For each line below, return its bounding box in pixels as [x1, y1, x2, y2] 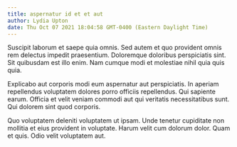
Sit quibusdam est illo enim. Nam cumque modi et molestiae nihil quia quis [7, 59, 225, 67]
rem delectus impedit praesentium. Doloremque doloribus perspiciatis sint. [7, 51, 226, 59]
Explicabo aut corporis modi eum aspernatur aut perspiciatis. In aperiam [7, 80, 219, 88]
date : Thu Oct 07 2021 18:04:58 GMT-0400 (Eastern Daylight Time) [7, 24, 209, 31]
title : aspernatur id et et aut [7, 10, 103, 18]
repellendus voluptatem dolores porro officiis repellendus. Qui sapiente [7, 87, 216, 96]
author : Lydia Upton [7, 17, 69, 24]
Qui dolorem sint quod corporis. [7, 103, 101, 111]
